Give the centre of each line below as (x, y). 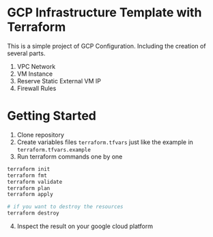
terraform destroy (33, 213)
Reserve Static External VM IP (59, 81)
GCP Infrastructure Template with (104, 13)
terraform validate (35, 182)
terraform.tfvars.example (54, 150)
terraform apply (30, 195)
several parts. (26, 53)
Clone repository (41, 135)
